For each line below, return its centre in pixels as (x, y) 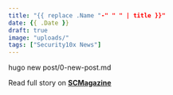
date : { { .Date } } (39, 23)
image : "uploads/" (39, 38)
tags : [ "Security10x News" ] (55, 45)
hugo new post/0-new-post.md (60, 67)
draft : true (28, 30)
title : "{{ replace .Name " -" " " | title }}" (87, 15)
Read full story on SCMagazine (60, 83)
